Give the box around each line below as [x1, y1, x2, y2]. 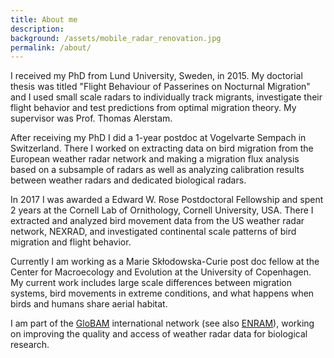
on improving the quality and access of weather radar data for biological [10, 328, 308, 340]
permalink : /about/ [10, 42, 92, 53]
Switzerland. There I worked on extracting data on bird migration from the [10, 142, 314, 155]
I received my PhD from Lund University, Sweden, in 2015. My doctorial [10, 70, 303, 82]
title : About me [10, 14, 78, 25]
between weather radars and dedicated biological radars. [10, 174, 247, 186]
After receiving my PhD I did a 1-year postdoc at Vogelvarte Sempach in [10, 132, 307, 144]
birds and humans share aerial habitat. [10, 298, 168, 310]
